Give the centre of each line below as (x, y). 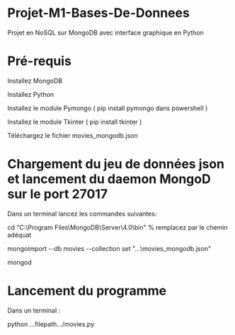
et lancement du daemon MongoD (109, 179)
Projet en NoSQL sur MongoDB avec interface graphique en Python (105, 33)
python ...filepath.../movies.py (51, 324)
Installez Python (31, 94)
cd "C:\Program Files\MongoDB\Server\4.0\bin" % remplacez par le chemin (117, 227)
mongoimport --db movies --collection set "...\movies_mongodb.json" (109, 248)
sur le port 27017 (58, 194)
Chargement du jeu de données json (116, 164)
